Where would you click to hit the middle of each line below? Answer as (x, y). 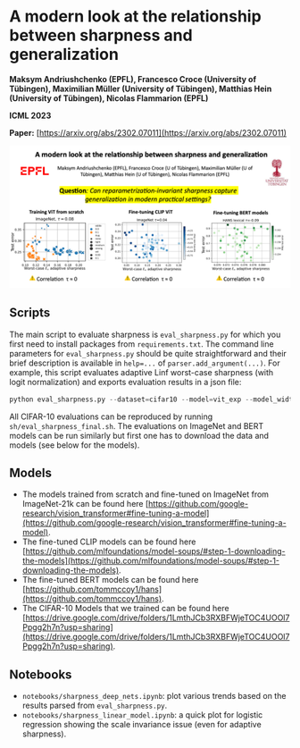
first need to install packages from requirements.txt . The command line (142, 344)
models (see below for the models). (75, 445)
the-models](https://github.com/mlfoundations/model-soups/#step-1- (150, 561)
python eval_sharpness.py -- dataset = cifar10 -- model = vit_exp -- (131, 399)
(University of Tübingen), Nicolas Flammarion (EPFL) (109, 98)
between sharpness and (101, 35)
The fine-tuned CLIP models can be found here (109, 542)
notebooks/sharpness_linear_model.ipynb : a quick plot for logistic (142, 715)
